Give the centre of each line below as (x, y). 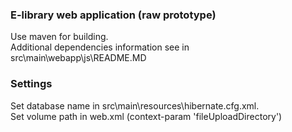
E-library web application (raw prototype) (113, 15)
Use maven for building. (59, 37)
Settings (31, 84)
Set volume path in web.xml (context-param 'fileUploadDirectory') (146, 116)
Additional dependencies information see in (100, 47)
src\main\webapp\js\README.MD (78, 58)
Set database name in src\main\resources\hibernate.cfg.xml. (135, 105)
